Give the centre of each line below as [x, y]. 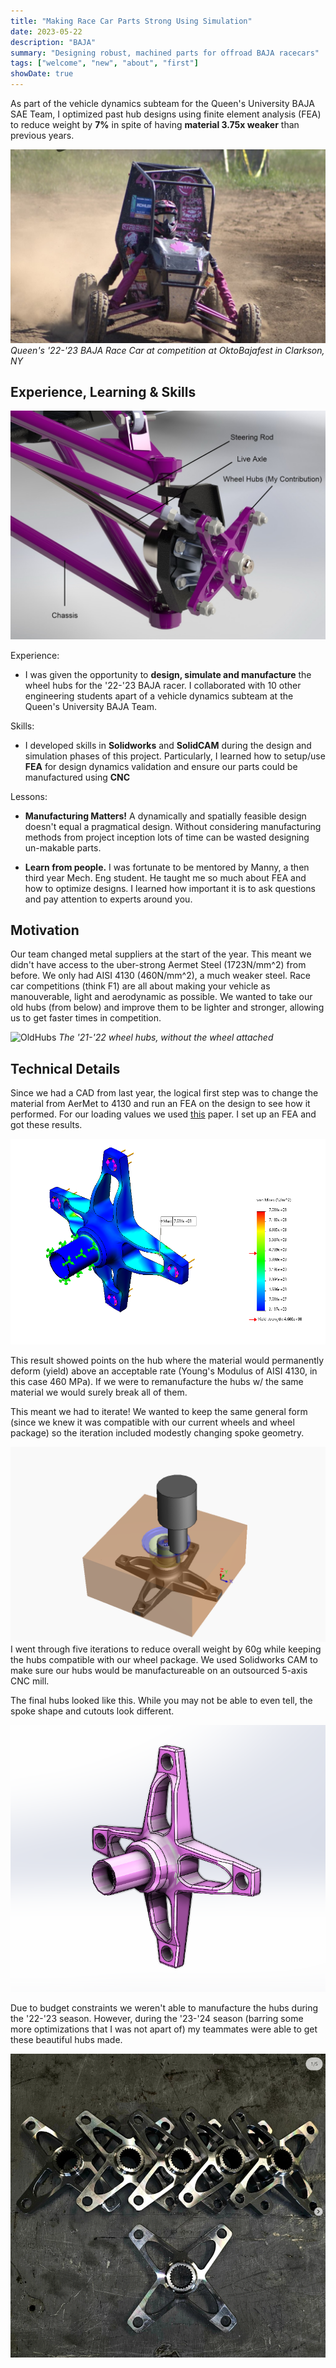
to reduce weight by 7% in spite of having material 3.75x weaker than [155, 124]
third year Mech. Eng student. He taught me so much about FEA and [165, 877]
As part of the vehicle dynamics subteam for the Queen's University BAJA [162, 103]
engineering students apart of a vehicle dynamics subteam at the [159, 696]
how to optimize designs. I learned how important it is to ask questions [170, 888]
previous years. [42, 135]
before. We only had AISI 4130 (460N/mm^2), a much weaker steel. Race [160, 976]
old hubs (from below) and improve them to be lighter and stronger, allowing [167, 1007]
